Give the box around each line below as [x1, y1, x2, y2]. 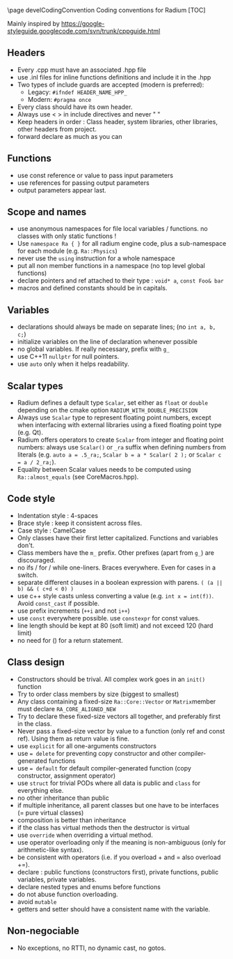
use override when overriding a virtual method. [17, 831, 153, 839]
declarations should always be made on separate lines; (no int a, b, [17, 322, 216, 331]
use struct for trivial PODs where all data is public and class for [17, 778, 200, 787]
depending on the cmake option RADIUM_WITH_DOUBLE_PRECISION [17, 406, 198, 415]
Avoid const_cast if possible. [17, 599, 99, 607]
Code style [7, 493, 56, 505]
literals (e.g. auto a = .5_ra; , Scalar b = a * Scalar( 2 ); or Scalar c [17, 450, 222, 459]
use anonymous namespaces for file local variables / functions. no [17, 225, 208, 233]
